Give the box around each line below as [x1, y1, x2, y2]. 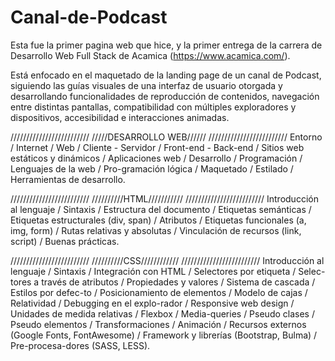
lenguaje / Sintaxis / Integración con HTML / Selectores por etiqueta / [10, 265, 297, 277]
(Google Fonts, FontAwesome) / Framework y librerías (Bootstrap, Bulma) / [10, 329, 318, 341]
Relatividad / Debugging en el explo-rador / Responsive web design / [10, 297, 295, 309]
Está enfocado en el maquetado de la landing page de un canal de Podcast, [10, 69, 322, 81]
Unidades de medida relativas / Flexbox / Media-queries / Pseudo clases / [10, 307, 315, 320]
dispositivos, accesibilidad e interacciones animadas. [10, 111, 230, 123]
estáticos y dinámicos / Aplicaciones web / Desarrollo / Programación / [10, 152, 303, 164]
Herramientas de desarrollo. [10, 173, 126, 185]
